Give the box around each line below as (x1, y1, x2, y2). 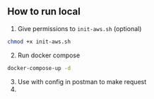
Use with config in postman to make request (17, 77, 147, 86)
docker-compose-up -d (7, 64, 71, 71)
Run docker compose (17, 51, 81, 59)
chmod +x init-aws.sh (7, 38, 71, 45)
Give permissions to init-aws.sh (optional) (17, 24, 142, 33)
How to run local (7, 6, 81, 18)
